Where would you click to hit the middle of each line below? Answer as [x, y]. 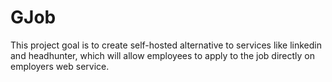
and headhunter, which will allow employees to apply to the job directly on [163, 55]
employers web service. [60, 66]
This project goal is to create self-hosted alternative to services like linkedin [166, 45]
